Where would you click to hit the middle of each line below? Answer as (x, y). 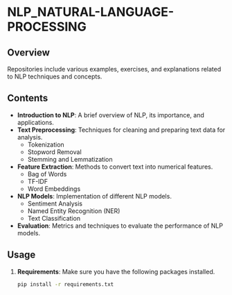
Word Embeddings (54, 189)
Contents (28, 98)
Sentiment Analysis (55, 203)
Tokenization (46, 144)
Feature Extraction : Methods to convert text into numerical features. (115, 167)
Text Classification (54, 218)
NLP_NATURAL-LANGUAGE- (91, 12)
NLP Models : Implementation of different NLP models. (94, 196)
